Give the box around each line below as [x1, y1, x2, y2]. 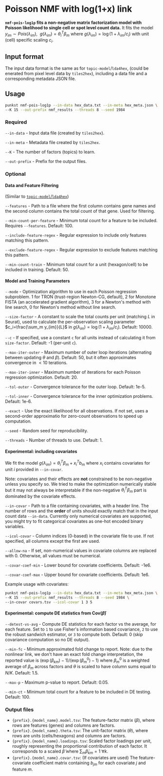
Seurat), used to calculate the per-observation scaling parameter [5, 319, 135, 325]
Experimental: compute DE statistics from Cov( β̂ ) [5, 610, 107, 616]
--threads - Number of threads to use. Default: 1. [5, 437, 103, 443]
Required [5, 119, 27, 125]
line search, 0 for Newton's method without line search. [5, 304, 116, 310]
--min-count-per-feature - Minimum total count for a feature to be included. [5, 217, 158, 223]
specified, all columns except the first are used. [5, 538, 100, 544]
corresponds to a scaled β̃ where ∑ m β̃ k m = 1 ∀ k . [12, 748, 109, 756]
